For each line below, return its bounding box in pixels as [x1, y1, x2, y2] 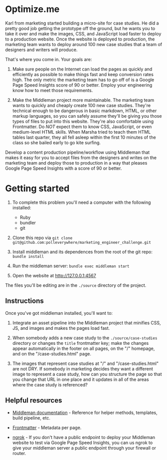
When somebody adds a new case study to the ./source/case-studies [12, 334, 158, 341]
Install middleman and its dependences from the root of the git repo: [12, 249, 153, 255]
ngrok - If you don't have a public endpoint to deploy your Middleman [12, 434, 156, 440]
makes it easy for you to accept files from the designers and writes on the [5, 154, 157, 161]
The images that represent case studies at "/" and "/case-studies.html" [12, 360, 159, 366]
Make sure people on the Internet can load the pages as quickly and [12, 66, 153, 72]
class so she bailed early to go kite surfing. [12, 139, 101, 146]
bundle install [12, 254, 44, 259]
